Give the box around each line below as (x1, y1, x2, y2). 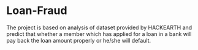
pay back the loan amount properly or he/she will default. (6, 37, 151, 44)
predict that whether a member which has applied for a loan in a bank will (6, 30, 192, 37)
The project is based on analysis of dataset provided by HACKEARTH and (6, 24, 192, 31)
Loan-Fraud (6, 4, 67, 18)
